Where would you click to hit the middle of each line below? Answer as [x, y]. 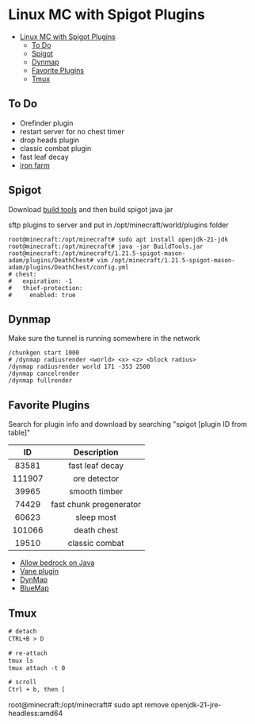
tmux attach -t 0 [37, 668]
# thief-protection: [46, 288]
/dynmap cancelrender [44, 374]
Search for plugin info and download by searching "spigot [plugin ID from [128, 424]
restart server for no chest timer [72, 131]
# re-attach [28, 653]
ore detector [96, 478]
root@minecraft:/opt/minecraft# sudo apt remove [89, 705]
